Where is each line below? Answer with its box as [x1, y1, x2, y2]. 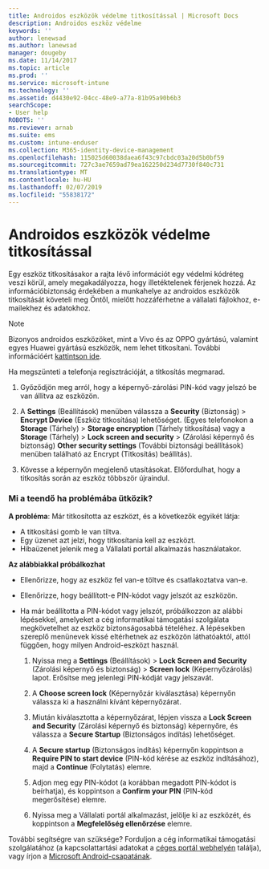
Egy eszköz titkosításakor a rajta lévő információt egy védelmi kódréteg [8, 269, 244, 278]
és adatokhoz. [43, 303, 91, 313]
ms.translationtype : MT [8, 169, 88, 177]
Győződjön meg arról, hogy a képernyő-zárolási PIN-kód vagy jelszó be [19, 382, 257, 392]
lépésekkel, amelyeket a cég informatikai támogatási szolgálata [19, 615, 230, 624]
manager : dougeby [8, 49, 67, 57]
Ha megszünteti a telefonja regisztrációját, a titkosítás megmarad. [8, 367, 226, 376]
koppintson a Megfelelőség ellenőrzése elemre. [31, 818, 193, 828]
